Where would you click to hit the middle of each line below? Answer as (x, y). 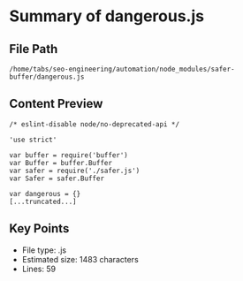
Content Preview (56, 104)
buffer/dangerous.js (47, 77)
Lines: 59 (38, 269)
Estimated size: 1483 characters (80, 259)
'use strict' (33, 140)
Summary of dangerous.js (107, 16)
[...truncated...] (43, 201)
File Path (34, 49)
